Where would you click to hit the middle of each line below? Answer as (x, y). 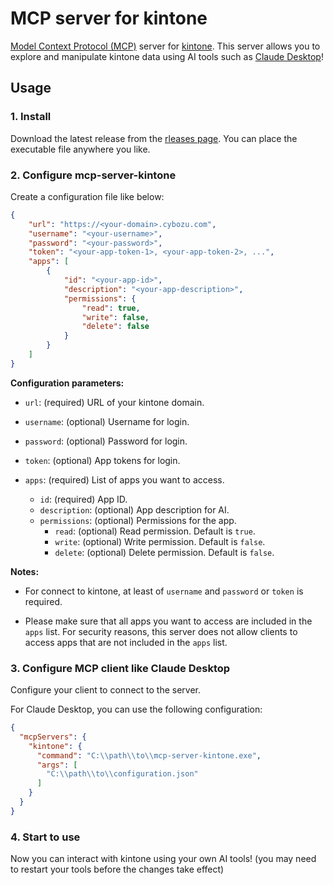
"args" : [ (57, 765)
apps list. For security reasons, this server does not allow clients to (161, 631)
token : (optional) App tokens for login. (102, 460)
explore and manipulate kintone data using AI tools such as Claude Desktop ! (167, 56)
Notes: (25, 571)
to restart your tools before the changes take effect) (117, 869)
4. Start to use (45, 837)
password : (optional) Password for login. (106, 441)
